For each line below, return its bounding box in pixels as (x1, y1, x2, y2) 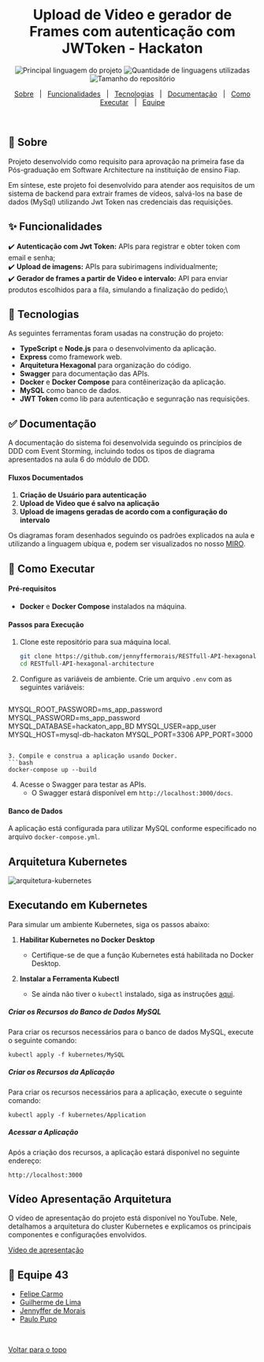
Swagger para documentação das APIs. (19, 369, 150, 379)
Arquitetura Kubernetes (8, 855, 128, 868)
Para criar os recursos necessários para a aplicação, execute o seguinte (8, 1087, 243, 1097)
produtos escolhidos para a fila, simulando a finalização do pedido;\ (8, 285, 229, 294)
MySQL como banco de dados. (19, 386, 121, 395)
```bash (8, 758, 34, 767)
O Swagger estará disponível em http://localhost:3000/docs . (31, 788, 233, 797)
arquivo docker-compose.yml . (8, 832, 100, 842)
